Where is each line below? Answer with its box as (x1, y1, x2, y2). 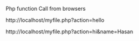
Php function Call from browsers (5, 5, 86, 12)
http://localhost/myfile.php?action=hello (5, 17, 105, 23)
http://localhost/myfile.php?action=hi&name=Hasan (5, 28, 133, 35)
